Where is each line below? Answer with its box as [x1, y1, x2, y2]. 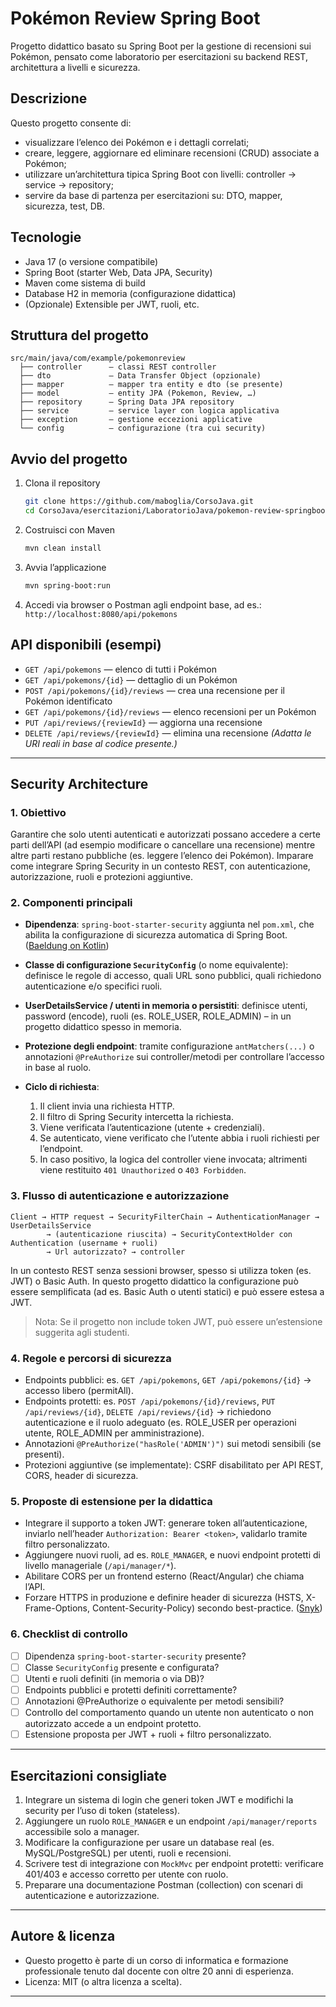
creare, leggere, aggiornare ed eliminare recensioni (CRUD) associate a [24, 147, 320, 159]
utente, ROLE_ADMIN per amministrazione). [24, 1427, 205, 1439]
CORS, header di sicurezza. [24, 1470, 139, 1482]
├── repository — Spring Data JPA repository [19, 397, 235, 407]
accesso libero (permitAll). [24, 1385, 134, 1397]
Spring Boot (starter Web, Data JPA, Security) [24, 266, 213, 278]
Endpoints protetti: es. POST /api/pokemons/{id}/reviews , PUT [24, 1395, 276, 1407]
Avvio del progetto [10, 450, 128, 467]
